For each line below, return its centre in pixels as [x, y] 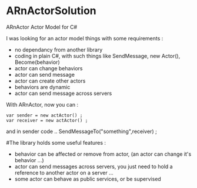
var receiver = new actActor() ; [47, 120]
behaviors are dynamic [42, 87]
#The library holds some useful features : [56, 142]
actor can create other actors [50, 81]
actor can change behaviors [49, 68]
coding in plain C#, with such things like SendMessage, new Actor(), [97, 56]
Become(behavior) [37, 62]
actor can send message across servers [63, 93]
